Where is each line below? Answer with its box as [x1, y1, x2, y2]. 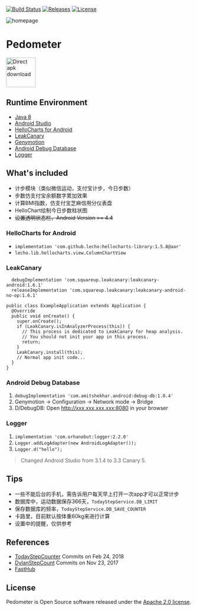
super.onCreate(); [17, 318, 62, 324]
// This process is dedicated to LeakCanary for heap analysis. [21, 329, 183, 335]
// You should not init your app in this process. [21, 334, 149, 340]
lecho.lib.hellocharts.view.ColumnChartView [14, 250, 126, 256]
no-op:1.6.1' [6, 292, 38, 298]
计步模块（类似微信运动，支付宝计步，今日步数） [14, 184, 134, 191]
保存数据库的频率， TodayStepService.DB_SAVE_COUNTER [14, 505, 146, 512]
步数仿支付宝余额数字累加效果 [14, 192, 87, 199]
